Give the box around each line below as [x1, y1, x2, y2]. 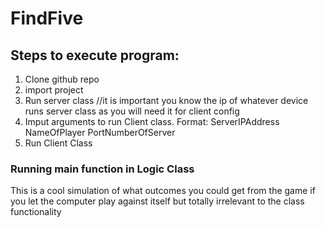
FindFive [10, 7, 84, 30]
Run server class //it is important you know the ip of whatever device [24, 95, 309, 106]
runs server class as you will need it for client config [24, 105, 240, 117]
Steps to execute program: [10, 47, 180, 64]
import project [24, 84, 84, 96]
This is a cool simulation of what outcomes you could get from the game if [10, 185, 316, 197]
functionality [10, 206, 62, 218]
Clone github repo [24, 73, 100, 85]
